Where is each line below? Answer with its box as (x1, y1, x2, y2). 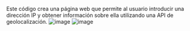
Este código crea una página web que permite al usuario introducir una (6, 5, 185, 12)
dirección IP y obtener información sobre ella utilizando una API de (6, 12, 174, 19)
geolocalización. (6, 18, 47, 25)
